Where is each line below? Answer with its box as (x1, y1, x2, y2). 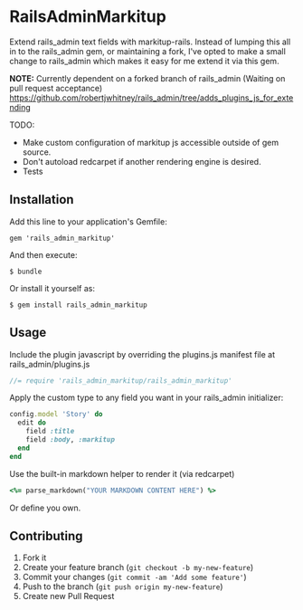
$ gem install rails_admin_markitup (9, 300, 147, 310)
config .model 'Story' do (9, 410, 103, 419)
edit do (17, 418, 47, 427)
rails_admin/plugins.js (9, 358, 90, 369)
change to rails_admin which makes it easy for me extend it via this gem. (9, 55, 279, 66)
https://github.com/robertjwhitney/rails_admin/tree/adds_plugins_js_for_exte (9, 92, 294, 103)
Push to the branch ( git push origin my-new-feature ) (22, 581, 223, 592)
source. (22, 147, 52, 157)
